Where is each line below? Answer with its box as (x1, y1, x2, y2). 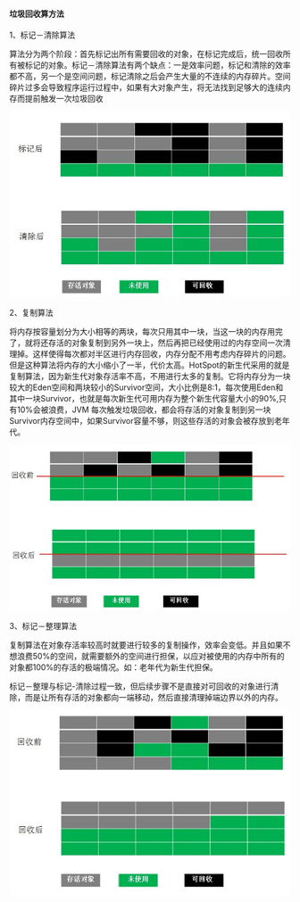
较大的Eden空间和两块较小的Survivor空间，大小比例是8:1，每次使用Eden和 (9, 382, 284, 393)
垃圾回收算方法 (9, 8, 64, 19)
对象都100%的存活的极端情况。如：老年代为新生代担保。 (9, 661, 219, 673)
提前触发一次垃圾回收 (24, 94, 104, 104)
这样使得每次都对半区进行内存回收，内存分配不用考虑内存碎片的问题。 (32, 349, 291, 360)
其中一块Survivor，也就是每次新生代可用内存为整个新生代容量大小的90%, (9, 393, 279, 404)
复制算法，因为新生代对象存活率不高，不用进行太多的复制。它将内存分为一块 (9, 371, 291, 382)
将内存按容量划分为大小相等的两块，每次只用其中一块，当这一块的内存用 (9, 327, 275, 337)
